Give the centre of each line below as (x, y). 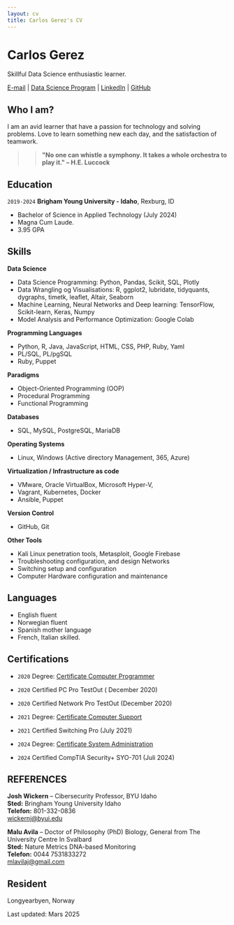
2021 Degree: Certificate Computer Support (79, 716)
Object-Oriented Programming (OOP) (71, 388)
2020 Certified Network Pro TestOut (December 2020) (95, 703)
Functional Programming (53, 403)
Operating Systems (36, 444)
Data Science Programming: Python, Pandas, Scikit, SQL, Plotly (108, 282)
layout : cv (23, 14)
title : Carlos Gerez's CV (45, 20)
